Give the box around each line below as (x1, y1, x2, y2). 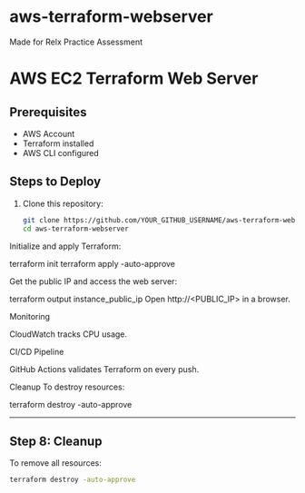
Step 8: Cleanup (9, 433, 103, 449)
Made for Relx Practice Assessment (9, 36, 143, 47)
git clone (22, 215, 61, 224)
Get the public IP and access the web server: (9, 275, 178, 287)
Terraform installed (22, 138, 94, 149)
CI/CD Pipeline (9, 346, 64, 357)
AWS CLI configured (22, 147, 100, 158)
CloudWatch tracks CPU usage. (9, 329, 128, 340)
